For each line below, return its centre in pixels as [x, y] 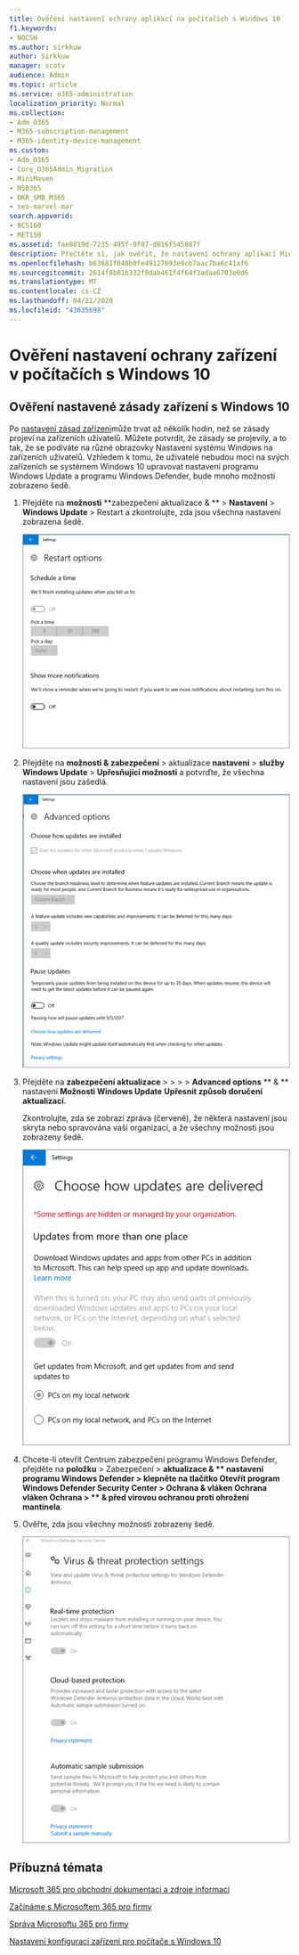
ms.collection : [37, 113]
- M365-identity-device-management [75, 141]
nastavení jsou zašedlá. [65, 782]
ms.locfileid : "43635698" [57, 310]
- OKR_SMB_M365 [37, 197]
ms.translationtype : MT [53, 282]
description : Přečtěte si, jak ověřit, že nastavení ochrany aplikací [143, 254]
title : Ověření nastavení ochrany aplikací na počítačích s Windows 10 [145, 19]
